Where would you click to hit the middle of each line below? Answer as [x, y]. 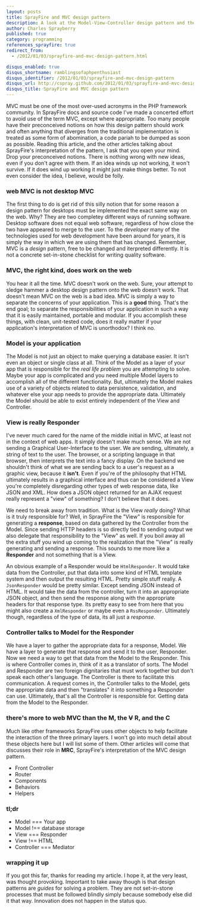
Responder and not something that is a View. [62, 555]
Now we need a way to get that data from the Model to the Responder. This [98, 658]
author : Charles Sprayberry [41, 28]
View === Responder [41, 835]
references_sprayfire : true [41, 45]
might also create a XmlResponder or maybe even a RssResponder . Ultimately [98, 611]
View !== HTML [34, 841]
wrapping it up [28, 863]
